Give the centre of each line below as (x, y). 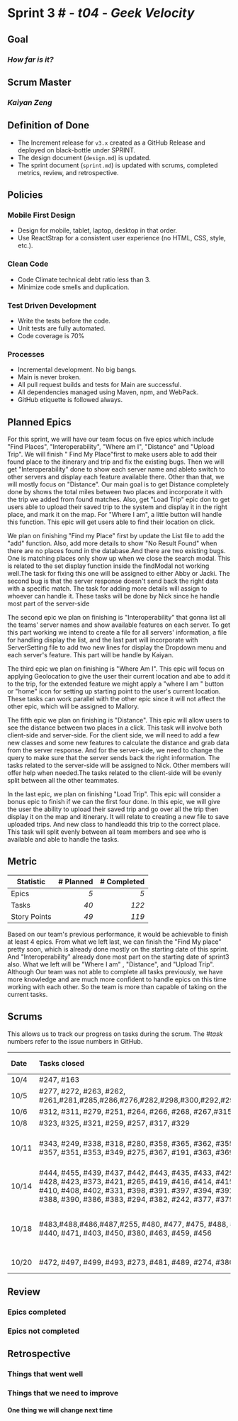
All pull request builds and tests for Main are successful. (100, 385)
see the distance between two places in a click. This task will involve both (115, 728)
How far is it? (31, 60)
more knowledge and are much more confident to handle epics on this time (117, 979)
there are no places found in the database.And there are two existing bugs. (117, 551)
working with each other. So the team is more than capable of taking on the (117, 986)
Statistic (31, 881)
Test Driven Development (52, 305)
